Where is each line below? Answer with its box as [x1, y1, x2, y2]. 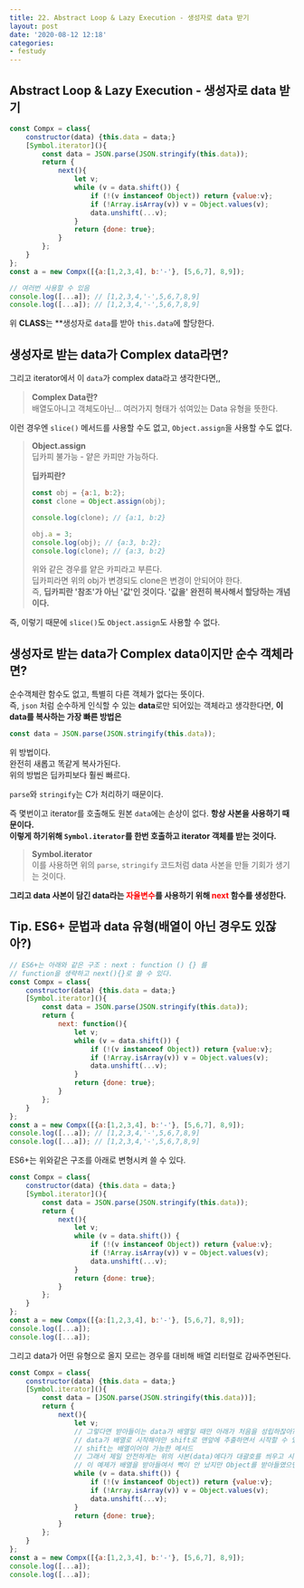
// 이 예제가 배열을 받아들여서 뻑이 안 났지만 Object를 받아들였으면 [73, 1460, 299, 1470]
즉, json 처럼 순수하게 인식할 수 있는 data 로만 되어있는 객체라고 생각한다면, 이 [9, 700, 283, 711]
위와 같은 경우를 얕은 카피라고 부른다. [31, 564, 163, 575]
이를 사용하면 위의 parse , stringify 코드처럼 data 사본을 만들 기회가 [31, 860, 274, 870]
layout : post [9, 22, 59, 31]
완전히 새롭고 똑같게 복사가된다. [9, 758, 121, 769]
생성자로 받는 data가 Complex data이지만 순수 [9, 646, 258, 661]
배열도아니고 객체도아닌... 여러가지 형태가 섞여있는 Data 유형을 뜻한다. [31, 404, 279, 414]
